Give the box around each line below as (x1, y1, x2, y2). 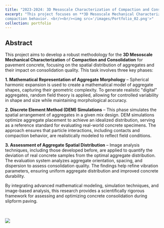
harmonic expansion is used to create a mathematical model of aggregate (5, 82, 154, 88)
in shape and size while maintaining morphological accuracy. (5, 97, 128, 103)
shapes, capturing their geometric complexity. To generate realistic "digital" (5, 87, 157, 93)
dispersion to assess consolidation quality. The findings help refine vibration (5, 163, 159, 169)
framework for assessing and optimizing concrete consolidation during (5, 193, 147, 199)
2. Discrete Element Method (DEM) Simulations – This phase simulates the (5, 107, 157, 113)
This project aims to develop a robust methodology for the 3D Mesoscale (5, 52, 153, 57)
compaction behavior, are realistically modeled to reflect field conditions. (5, 133, 152, 139)
